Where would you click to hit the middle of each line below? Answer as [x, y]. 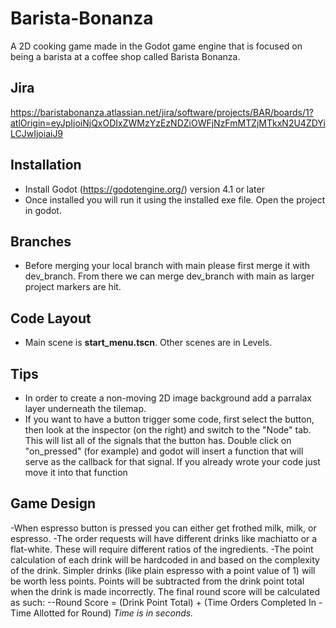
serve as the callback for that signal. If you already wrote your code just [172, 461]
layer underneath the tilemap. [85, 408]
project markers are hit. [73, 287]
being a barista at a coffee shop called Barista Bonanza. [125, 56]
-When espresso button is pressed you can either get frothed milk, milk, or [163, 528]
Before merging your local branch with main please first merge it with [167, 266]
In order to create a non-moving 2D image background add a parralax [168, 398]
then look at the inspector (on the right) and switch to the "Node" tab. [168, 430]
